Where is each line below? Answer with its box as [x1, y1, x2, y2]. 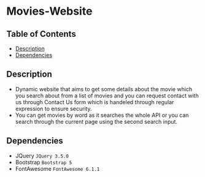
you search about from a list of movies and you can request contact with [15, 92, 199, 99]
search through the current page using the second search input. [15, 118, 178, 125]
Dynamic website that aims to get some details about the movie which [15, 85, 193, 92]
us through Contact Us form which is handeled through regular [15, 98, 174, 105]
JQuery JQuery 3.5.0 [15, 152, 69, 159]
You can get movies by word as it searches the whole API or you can [15, 111, 189, 119]
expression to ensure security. [15, 105, 92, 112]
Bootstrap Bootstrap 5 [15, 158, 72, 166]
